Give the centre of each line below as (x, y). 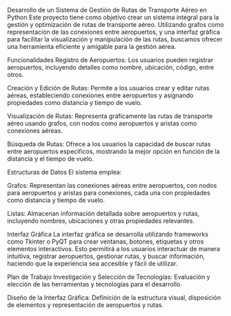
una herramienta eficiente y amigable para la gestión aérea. (92, 47)
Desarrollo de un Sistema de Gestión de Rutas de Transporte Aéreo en (107, 10)
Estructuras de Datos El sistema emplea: (64, 172)
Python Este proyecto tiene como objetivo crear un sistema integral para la (113, 17)
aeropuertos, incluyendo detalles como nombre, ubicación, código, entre (111, 67)
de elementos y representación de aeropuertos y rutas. (86, 305)
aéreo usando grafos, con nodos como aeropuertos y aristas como (102, 123)
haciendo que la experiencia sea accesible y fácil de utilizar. (92, 264)
